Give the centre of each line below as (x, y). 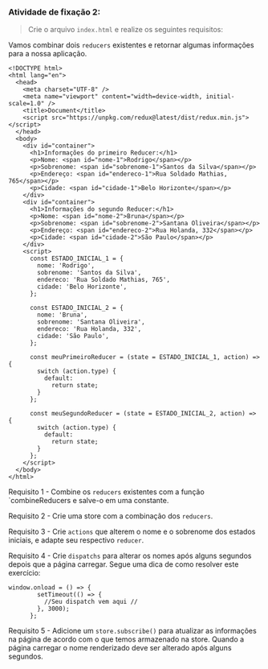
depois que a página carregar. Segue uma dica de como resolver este (124, 564)
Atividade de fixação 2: (55, 12)
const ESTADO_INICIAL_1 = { (77, 259)
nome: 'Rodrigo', (66, 266)
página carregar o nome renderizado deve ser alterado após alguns (120, 648)
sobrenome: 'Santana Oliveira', (91, 322)
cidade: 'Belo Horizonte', (82, 287)
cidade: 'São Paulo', (73, 337)
